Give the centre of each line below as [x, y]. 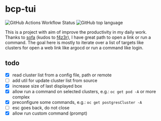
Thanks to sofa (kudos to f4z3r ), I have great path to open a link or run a [78, 37]
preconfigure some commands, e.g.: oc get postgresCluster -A [77, 102]
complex [21, 97]
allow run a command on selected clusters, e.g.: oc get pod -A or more [84, 91]
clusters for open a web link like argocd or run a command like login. [74, 48]
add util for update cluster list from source [55, 80]
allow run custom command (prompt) [50, 113]
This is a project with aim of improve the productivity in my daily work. [76, 32]
